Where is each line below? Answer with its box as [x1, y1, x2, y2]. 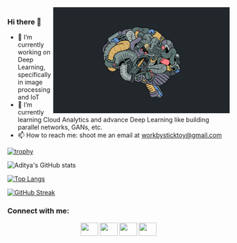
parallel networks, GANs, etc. [17, 123, 103, 131]
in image [17, 78, 43, 87]
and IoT [17, 93, 40, 102]
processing [17, 85, 51, 94]
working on [17, 48, 51, 57]
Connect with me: [7, 206, 70, 216]
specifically [17, 71, 51, 79]
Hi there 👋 [7, 17, 42, 27]
